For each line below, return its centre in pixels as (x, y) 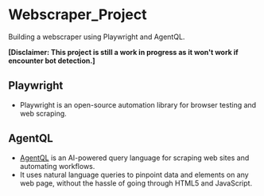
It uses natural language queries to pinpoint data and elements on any (134, 174)
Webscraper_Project (78, 15)
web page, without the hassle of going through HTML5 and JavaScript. (136, 183)
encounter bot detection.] (52, 61)
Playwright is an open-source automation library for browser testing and (138, 104)
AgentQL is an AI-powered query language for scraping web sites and (134, 158)
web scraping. (43, 113)
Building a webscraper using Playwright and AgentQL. (97, 37)
